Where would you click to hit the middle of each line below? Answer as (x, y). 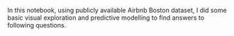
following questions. (37, 25)
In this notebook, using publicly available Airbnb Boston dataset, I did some (117, 10)
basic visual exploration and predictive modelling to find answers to (106, 18)
